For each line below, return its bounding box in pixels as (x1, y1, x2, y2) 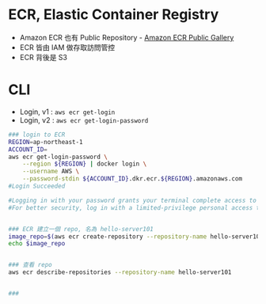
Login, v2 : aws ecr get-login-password (19, 115, 149, 124)
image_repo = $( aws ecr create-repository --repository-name (8, 232, 207, 241)
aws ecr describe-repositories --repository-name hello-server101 (8, 268, 232, 276)
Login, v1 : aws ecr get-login (19, 107, 116, 116)
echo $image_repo (8, 240, 66, 248)
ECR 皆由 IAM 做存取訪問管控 (19, 42, 116, 52)
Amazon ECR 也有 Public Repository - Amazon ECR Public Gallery (19, 32, 234, 42)
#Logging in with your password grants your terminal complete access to (8, 196, 257, 204)
